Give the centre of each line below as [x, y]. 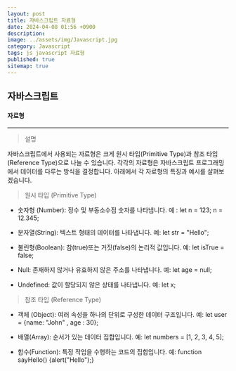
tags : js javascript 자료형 [46, 53]
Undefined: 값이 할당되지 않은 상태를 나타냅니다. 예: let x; [97, 285]
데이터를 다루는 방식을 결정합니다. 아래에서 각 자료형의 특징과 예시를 [113, 171]
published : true [31, 60]
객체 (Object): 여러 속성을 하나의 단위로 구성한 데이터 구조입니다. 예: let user [122, 315]
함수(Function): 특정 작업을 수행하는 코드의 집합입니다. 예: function [110, 352]
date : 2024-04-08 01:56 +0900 [52, 27]
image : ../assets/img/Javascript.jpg [63, 40]
